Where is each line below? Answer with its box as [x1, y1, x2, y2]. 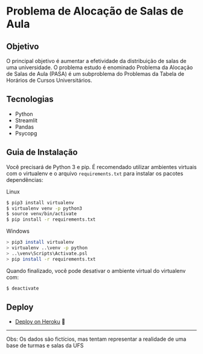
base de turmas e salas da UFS [6, 342, 84, 349]
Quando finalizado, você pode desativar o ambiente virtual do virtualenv [6, 267, 186, 274]
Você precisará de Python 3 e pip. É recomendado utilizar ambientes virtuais [6, 163, 197, 170]
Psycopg [14, 129, 37, 137]
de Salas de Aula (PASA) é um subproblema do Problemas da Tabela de [6, 70, 185, 77]
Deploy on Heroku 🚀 [14, 318, 65, 326]
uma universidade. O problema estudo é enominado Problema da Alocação [6, 64, 193, 71]
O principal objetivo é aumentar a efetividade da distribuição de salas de [6, 58, 187, 64]
